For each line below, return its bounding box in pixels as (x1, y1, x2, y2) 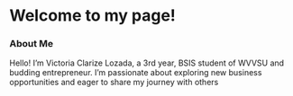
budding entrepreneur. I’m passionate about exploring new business (9, 67, 262, 78)
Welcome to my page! (9, 5, 176, 26)
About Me (9, 38, 54, 50)
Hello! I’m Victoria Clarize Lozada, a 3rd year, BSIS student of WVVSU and (9, 57, 285, 68)
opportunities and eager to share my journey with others (9, 77, 219, 88)
